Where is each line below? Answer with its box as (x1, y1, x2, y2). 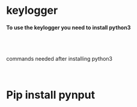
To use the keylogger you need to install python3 (6, 23, 131, 31)
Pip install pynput (6, 88, 95, 102)
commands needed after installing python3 (6, 55, 113, 63)
